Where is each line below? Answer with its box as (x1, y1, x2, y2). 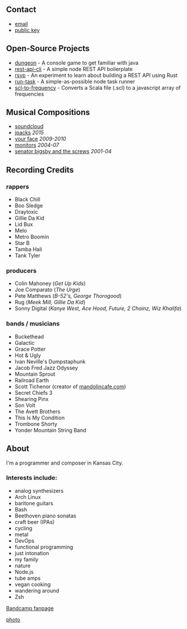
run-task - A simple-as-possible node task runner (14, 78, 135, 85)
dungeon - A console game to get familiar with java (14, 59, 139, 66)
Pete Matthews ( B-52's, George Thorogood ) (14, 292, 122, 300)
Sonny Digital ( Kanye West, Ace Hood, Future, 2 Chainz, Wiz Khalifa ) (14, 305, 182, 312)
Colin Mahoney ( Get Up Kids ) (14, 280, 86, 287)
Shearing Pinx (14, 395, 49, 402)
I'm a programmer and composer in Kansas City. (6, 459, 123, 466)
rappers (6, 182, 29, 190)
